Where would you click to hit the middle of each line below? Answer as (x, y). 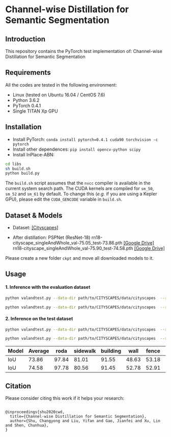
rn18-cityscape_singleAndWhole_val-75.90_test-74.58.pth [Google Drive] (89, 249)
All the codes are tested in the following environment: (61, 85)
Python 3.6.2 (26, 100)
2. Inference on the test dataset (39, 319)
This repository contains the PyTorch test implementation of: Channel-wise (84, 51)
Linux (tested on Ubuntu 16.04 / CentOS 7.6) (59, 95)
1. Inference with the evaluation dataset (48, 287)
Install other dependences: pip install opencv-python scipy (77, 149)
